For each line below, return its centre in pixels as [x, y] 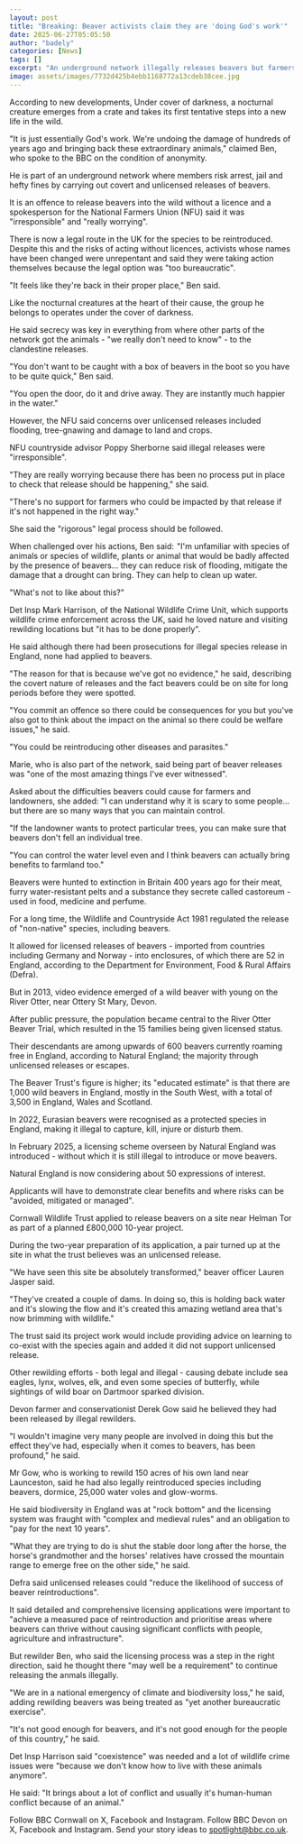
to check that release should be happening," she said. [109, 484]
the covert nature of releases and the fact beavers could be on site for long [149, 683]
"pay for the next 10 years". [60, 1528]
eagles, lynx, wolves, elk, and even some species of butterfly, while [134, 1381]
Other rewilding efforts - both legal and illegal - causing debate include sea [149, 1372]
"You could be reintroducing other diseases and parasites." [119, 747]
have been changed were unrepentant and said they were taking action [142, 258]
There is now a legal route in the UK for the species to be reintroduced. [141, 239]
